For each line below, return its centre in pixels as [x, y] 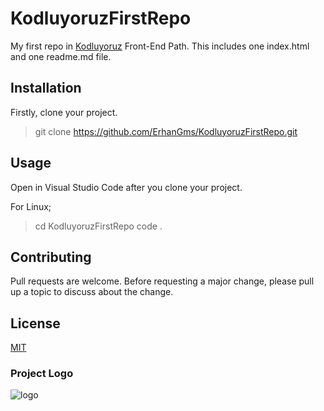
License [35, 323]
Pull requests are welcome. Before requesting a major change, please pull [162, 281]
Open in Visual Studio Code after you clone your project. [126, 187]
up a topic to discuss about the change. [92, 292]
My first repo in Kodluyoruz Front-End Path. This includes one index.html [160, 46]
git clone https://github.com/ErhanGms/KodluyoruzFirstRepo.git [166, 131]
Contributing [51, 257]
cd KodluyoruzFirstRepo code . [98, 226]
